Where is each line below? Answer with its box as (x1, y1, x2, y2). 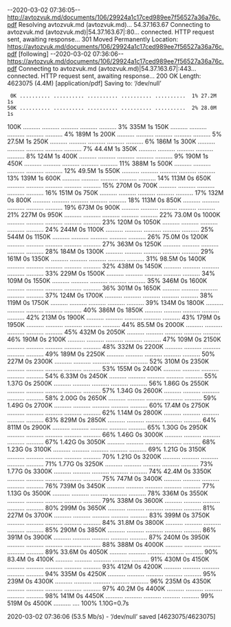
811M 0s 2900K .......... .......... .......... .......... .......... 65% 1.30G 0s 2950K (7, 424, 208, 431)
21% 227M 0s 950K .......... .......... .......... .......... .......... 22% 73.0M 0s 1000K (7, 210, 221, 219)
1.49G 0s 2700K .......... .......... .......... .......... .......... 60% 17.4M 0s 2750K (7, 401, 210, 409)
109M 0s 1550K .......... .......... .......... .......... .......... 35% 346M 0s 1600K (7, 277, 208, 285)
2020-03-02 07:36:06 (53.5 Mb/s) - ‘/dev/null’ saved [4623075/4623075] (7, 613, 216, 620)
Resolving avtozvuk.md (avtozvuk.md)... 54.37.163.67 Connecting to (18, 21, 211, 28)
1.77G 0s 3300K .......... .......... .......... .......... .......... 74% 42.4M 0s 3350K (7, 467, 212, 475)
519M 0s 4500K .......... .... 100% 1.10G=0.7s (7, 599, 129, 607)
